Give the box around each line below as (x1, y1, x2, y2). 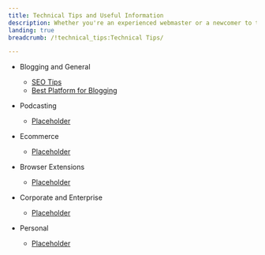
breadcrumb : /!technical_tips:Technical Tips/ (8, 33, 164, 42)
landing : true (8, 26, 55, 34)
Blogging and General (19, 62, 91, 72)
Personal (19, 223, 49, 233)
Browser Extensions (19, 163, 85, 172)
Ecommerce (19, 132, 59, 141)
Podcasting (19, 101, 57, 111)
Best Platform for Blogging (31, 86, 118, 96)
